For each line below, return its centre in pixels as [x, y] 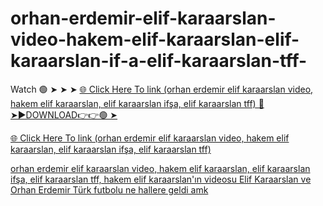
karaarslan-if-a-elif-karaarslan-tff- [159, 61]
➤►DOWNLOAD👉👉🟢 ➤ [64, 114]
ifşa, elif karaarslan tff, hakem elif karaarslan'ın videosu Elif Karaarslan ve [161, 179]
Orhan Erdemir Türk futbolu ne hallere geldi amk [109, 189]
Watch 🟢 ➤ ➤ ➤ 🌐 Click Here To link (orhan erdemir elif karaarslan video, [162, 89]
